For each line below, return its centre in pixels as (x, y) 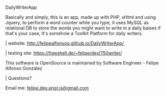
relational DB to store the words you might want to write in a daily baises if (83, 28)
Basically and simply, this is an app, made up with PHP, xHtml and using (81, 17)
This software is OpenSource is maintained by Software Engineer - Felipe (82, 63)
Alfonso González (24, 68)
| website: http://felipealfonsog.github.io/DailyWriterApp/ (65, 43)
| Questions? (19, 78)
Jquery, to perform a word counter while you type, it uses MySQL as (77, 23)
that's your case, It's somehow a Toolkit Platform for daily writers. (74, 33)
